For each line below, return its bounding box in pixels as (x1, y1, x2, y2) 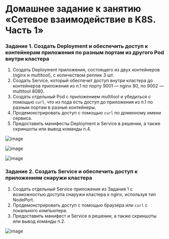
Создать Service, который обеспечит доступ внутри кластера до (12, 77, 153, 84)
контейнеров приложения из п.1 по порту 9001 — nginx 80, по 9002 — (12, 83, 164, 89)
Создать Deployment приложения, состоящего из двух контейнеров (12, 67, 160, 73)
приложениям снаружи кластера (5, 174, 93, 181)
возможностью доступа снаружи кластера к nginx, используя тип (12, 191, 156, 197)
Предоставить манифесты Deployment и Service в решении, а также (12, 121, 161, 127)
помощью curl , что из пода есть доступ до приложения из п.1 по (12, 99, 153, 105)
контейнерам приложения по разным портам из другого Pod (5, 49, 164, 56)
